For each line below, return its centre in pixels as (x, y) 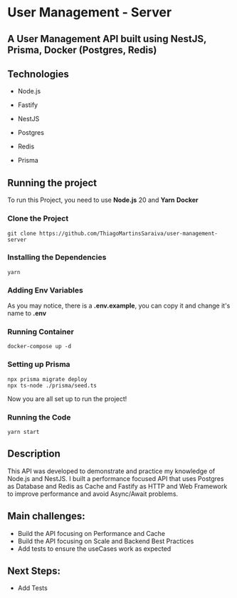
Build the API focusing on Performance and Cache (91, 533)
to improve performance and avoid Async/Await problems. (93, 494)
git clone (22, 233)
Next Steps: (34, 571)
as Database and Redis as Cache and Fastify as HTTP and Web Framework (117, 486)
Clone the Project (38, 218)
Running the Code (39, 417)
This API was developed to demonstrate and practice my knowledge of (111, 471)
